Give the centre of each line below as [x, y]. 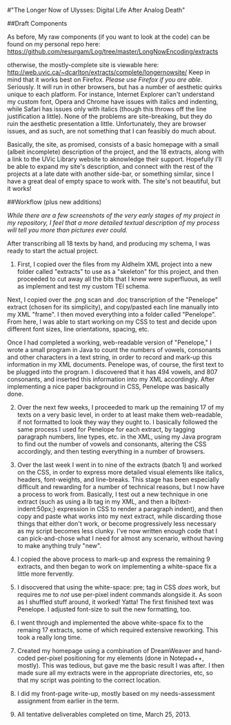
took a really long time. [50, 637]
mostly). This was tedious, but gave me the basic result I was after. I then [121, 666]
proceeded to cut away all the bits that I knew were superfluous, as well [119, 279]
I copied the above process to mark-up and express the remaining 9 [113, 559]
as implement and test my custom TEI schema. [83, 286]
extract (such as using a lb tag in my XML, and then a [93, 502]
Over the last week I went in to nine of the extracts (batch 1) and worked [119, 465]
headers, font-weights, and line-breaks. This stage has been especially [118, 479]
